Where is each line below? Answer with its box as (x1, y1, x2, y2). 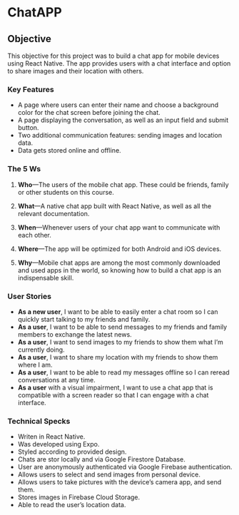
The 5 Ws (7, 164, 41, 174)
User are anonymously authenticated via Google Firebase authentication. (17, 463, 233, 471)
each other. (17, 230, 52, 239)
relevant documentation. (17, 209, 90, 218)
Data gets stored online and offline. (17, 146, 121, 155)
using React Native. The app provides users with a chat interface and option (7, 59, 231, 68)
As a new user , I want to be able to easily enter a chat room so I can (17, 307, 218, 316)
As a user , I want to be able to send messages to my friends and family (17, 322, 228, 331)
